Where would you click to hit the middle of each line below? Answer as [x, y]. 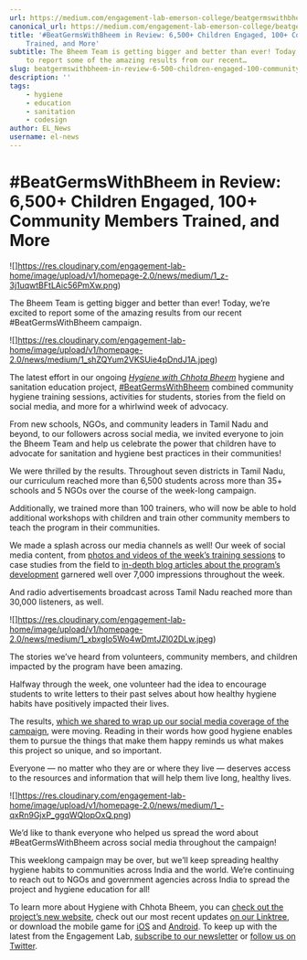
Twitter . [24, 945]
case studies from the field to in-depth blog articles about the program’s [145, 564]
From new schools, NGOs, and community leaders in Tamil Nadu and [139, 424]
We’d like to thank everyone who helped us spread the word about [134, 832]
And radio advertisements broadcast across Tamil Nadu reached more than [151, 592]
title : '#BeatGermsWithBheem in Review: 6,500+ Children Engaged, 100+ [148, 35]
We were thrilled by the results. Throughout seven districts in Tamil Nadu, [148, 471]
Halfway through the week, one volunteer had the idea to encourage [138, 684]
